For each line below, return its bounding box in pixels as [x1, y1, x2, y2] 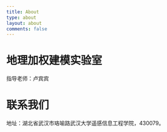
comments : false [6, 25, 47, 32]
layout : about [6, 20, 43, 26]
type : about [6, 15, 36, 21]
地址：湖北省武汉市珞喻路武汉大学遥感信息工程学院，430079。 [6, 119, 165, 127]
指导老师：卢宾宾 [6, 75, 49, 82]
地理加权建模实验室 [6, 54, 103, 67]
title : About [6, 8, 39, 15]
